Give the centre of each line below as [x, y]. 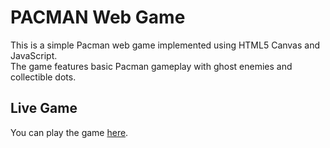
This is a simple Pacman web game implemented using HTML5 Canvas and [165, 45]
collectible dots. [43, 77]
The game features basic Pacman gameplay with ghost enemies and [151, 66]
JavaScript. [34, 55]
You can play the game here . [69, 132]
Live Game [44, 108]
